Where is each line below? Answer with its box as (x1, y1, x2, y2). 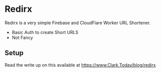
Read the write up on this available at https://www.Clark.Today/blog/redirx (4, 62, 156, 68)
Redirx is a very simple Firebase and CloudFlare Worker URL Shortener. (4, 20, 151, 26)
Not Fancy (11, 35, 33, 40)
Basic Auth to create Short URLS (11, 29, 79, 35)
